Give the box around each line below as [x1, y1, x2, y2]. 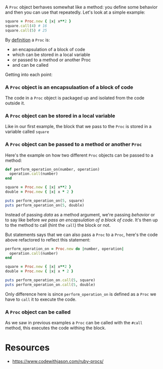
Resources [5, 342, 50, 353]
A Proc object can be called [5, 309, 71, 316]
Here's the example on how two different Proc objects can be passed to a [5, 152, 154, 158]
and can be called [12, 62, 49, 68]
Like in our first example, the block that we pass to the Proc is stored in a [5, 124, 152, 130]
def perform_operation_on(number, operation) [5, 167, 100, 172]
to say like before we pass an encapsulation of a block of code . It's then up [5, 217, 158, 223]
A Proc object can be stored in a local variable [5, 112, 115, 119]
